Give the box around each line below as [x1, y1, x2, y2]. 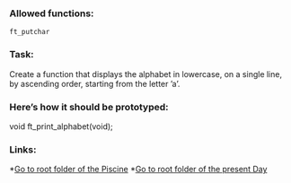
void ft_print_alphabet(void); [9, 120, 114, 132]
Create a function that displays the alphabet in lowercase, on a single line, [9, 68, 283, 79]
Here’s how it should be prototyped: [9, 100, 169, 113]
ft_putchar [9, 28, 50, 37]
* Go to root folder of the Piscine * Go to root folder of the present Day [9, 164, 268, 175]
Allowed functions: [9, 7, 94, 20]
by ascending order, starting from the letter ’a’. [9, 78, 181, 89]
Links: [9, 143, 37, 155]
